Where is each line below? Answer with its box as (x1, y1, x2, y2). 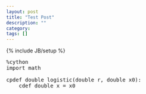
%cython (6, 59, 29, 65)
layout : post (6, 8, 39, 15)
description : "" (6, 20, 46, 26)
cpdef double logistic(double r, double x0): (6, 77, 142, 83)
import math (6, 65, 41, 71)
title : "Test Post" (6, 14, 55, 20)
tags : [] (6, 31, 28, 37)
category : (6, 25, 31, 32)
